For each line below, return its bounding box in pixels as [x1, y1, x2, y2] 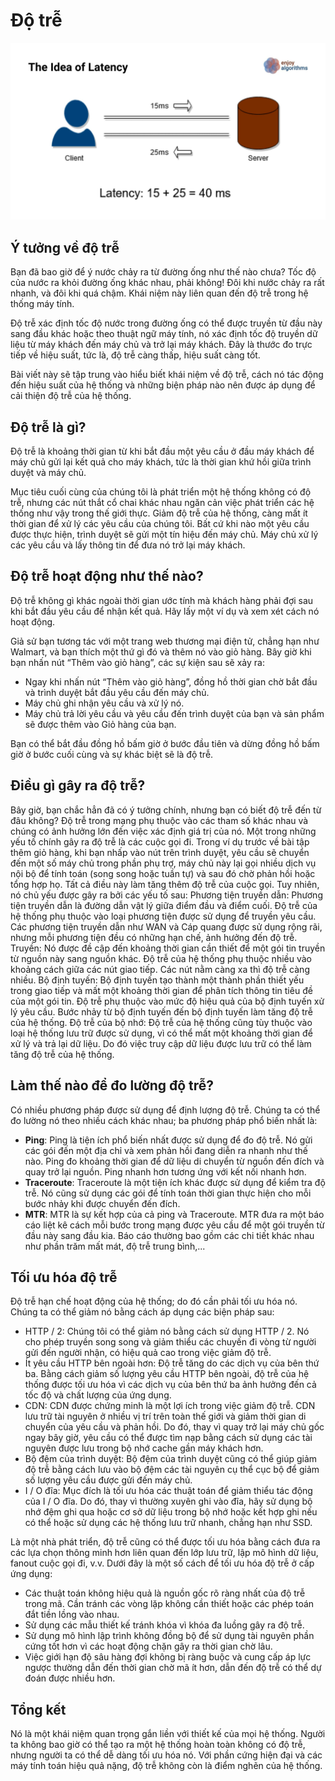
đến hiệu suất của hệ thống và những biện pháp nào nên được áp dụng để [10, 379, 316, 391]
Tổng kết [10, 1701, 67, 1718]
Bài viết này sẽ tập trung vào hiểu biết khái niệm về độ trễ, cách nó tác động [10, 369, 324, 381]
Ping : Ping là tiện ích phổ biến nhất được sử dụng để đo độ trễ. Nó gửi [24, 1134, 313, 1146]
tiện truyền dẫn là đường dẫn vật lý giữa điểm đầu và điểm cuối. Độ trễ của [10, 899, 318, 911]
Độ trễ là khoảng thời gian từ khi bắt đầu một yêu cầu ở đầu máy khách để [10, 445, 315, 458]
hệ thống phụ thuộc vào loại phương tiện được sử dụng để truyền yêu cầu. [10, 910, 317, 922]
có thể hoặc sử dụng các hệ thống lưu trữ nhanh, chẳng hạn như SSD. [24, 1517, 313, 1529]
